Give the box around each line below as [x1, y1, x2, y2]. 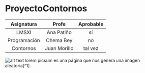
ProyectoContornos [5, 3, 87, 14]
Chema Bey [46, 37, 73, 44]
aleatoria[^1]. [5, 62, 31, 69]
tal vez [83, 45, 99, 51]
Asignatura [10, 21, 37, 27]
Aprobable [78, 21, 104, 27]
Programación [7, 37, 40, 44]
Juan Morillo [45, 45, 74, 51]
